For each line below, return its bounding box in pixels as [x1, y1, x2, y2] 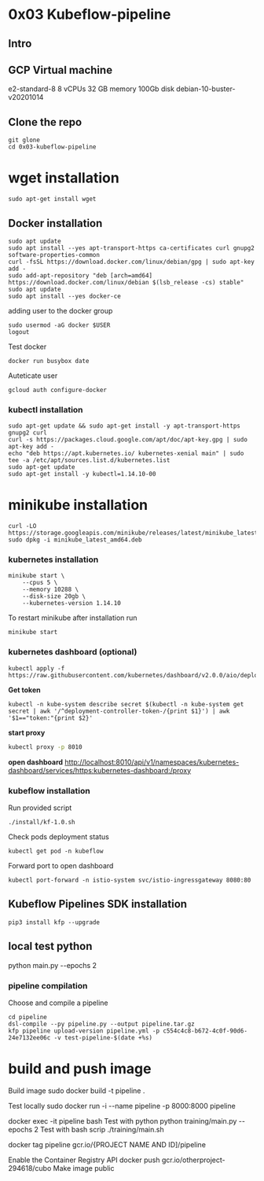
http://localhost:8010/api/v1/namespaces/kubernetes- [64, 757, 240, 767]
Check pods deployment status [8, 831, 110, 842]
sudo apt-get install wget [8, 195, 97, 204]
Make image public [53, 1163, 115, 1172]
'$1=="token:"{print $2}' [8, 713, 93, 722]
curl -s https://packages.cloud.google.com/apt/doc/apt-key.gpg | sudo [8, 436, 247, 444]
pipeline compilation [8, 980, 88, 991]
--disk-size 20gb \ [22, 592, 86, 600]
